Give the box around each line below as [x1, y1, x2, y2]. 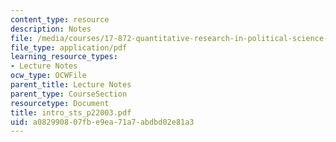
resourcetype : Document [10, 98, 110, 108]
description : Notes [10, 24, 92, 34]
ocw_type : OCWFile [10, 71, 87, 81]
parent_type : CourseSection [10, 89, 128, 99]
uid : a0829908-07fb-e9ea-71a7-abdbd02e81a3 [10, 117, 195, 127]
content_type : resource [10, 14, 110, 25]
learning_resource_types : [10, 52, 118, 62]
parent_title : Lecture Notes [10, 80, 132, 90]
